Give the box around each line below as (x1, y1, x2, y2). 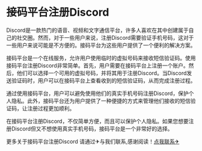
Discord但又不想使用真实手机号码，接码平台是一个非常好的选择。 (11, 125, 173, 132)
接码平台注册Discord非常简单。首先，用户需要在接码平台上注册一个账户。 (6, 61, 189, 69)
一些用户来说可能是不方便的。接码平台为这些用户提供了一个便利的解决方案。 (6, 42, 196, 49)
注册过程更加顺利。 (26, 105, 75, 112)
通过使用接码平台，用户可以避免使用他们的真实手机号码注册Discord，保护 (6, 90, 189, 97)
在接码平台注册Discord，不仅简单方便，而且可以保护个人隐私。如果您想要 (6, 117, 189, 125)
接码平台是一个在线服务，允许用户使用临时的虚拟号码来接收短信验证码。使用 (6, 54, 196, 61)
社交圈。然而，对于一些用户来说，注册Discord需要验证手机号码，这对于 (16, 34, 194, 41)
